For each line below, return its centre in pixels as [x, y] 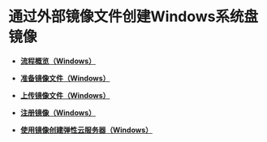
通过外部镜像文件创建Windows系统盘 [133, 17]
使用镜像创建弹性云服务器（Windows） [86, 130]
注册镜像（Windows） [58, 112]
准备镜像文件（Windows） [65, 78]
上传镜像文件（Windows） [65, 95]
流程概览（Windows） [58, 61]
